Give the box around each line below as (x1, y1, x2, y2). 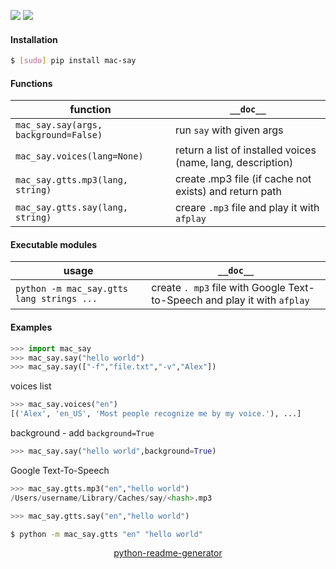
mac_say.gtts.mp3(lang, (15, 175, 129, 186)
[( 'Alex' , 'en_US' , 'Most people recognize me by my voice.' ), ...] (10, 409, 302, 419)
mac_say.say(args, (15, 120, 103, 131)
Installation (10, 33, 58, 45)
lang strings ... (15, 293, 98, 305)
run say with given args (174, 123, 284, 137)
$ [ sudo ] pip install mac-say (10, 56, 137, 66)
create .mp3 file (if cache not (174, 172, 312, 186)
